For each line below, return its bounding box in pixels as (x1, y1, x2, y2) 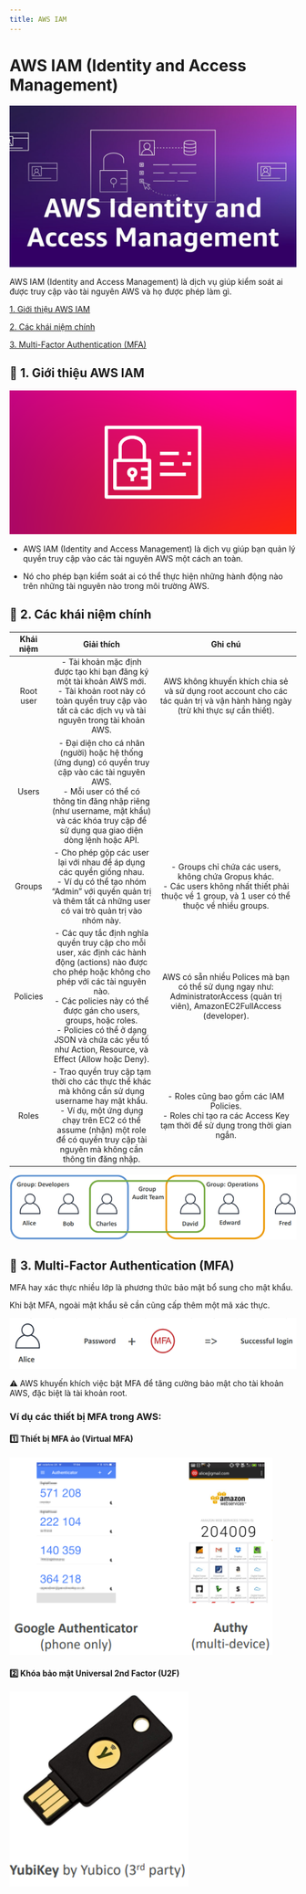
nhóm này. (81, 914, 121, 926)
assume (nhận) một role (56, 1124, 147, 1136)
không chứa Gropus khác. (177, 871, 275, 882)
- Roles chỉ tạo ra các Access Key (162, 1110, 290, 1121)
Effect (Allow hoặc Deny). (53, 1054, 150, 1065)
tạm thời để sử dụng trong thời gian (160, 1120, 292, 1131)
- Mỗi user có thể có (62, 785, 141, 796)
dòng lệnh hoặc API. (63, 834, 139, 845)
